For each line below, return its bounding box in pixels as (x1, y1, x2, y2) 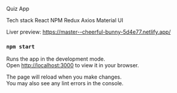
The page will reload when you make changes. (6, 73, 122, 80)
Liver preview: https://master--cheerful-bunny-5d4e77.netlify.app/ (6, 28, 171, 35)
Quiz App (6, 5, 29, 12)
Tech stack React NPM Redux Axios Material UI (6, 17, 123, 23)
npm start (6, 43, 35, 50)
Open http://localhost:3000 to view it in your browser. (6, 62, 140, 69)
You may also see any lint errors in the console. (6, 80, 123, 87)
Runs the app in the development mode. (6, 55, 105, 62)
